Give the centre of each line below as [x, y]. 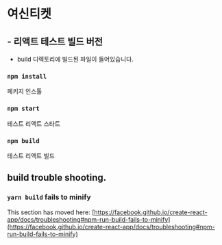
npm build [23, 141]
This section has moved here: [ [51, 212]
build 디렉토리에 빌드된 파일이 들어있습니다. [75, 59]
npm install [27, 76]
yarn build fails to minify [49, 197]
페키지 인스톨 [25, 91]
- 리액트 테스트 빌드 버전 [55, 41]
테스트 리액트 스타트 [34, 123]
